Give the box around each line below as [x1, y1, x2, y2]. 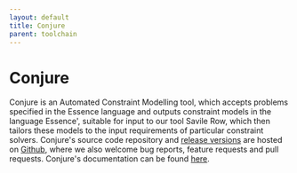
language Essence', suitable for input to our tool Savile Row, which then [9, 116, 271, 127]
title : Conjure [9, 21, 66, 30]
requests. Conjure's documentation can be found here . [9, 153, 211, 164]
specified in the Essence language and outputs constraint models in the [9, 106, 272, 117]
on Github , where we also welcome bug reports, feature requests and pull [9, 144, 279, 155]
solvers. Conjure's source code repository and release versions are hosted [9, 135, 283, 145]
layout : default [9, 12, 69, 22]
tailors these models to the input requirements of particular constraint [9, 125, 264, 136]
